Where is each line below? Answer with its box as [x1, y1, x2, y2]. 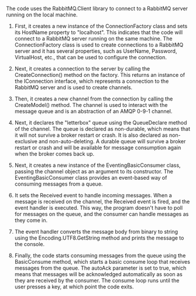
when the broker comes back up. [14, 150, 95, 157]
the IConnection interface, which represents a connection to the [14, 78, 169, 85]
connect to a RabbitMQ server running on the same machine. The [14, 35, 173, 42]
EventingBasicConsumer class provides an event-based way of [14, 174, 167, 181]
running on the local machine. [6, 11, 78, 18]
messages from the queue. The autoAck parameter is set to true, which [14, 264, 187, 271]
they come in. [14, 217, 48, 224]
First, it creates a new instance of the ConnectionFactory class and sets [14, 23, 188, 29]
